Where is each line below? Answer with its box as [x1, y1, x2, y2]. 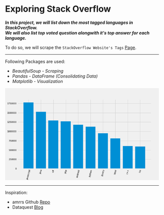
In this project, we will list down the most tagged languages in [5, 20, 133, 25]
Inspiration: [5, 190, 28, 195]
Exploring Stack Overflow [5, 3, 111, 15]
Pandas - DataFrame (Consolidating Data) [12, 73, 98, 79]
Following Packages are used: [5, 59, 65, 64]
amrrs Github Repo [12, 199, 50, 205]
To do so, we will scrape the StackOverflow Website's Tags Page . [5, 44, 137, 50]
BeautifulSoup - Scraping [12, 68, 63, 74]
